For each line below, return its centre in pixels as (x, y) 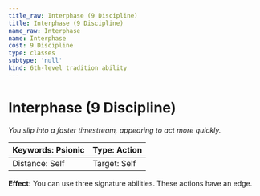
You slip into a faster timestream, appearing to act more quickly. (115, 130)
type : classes (32, 53)
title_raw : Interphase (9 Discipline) (73, 16)
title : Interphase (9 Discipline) (66, 23)
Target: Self (114, 163)
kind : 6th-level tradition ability (68, 68)
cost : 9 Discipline (41, 46)
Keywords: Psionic (49, 149)
